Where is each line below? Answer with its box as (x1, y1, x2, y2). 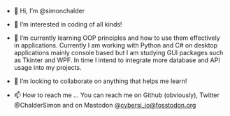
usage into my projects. (13, 64, 82, 71)
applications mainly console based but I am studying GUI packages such (13, 49, 224, 57)
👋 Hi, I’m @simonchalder (13, 7, 85, 15)
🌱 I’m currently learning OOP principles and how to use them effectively (13, 34, 220, 42)
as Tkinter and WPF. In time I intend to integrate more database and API (13, 56, 220, 64)
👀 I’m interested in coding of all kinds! (13, 20, 122, 28)
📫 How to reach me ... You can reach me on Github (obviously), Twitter (13, 91, 220, 99)
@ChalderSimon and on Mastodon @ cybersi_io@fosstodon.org (13, 101, 196, 109)
